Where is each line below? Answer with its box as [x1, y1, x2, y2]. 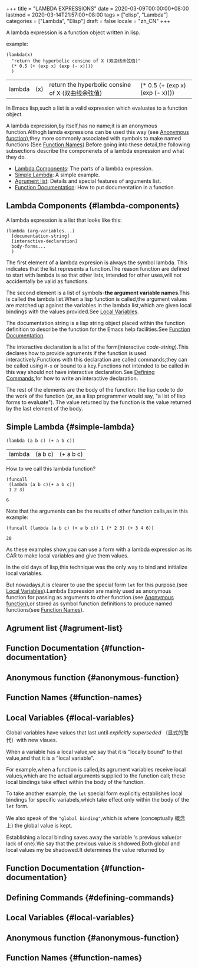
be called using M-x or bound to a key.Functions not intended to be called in [6, 362, 189, 369]
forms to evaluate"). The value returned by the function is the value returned [6, 398, 192, 406]
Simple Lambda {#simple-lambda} [6, 422, 135, 432]
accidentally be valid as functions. [6, 277, 90, 285]
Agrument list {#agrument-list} [6, 624, 123, 634]
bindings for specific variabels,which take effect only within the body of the [6, 796, 190, 803]
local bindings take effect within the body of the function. [6, 779, 146, 785]
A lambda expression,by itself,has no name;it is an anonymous [6, 122, 157, 129]
